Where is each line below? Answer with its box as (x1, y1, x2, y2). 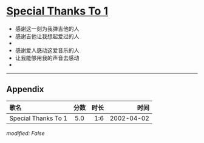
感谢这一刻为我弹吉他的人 (15, 25, 80, 32)
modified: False (6, 129, 46, 137)
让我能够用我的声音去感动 (15, 54, 80, 61)
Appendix (6, 84, 44, 95)
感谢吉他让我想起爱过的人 (15, 32, 80, 40)
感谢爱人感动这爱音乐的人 (15, 47, 80, 54)
